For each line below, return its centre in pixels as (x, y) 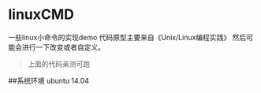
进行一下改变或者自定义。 (63, 47)
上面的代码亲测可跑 (59, 64)
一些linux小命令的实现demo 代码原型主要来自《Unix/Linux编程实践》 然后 (127, 37)
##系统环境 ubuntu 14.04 (48, 80)
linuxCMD (41, 15)
